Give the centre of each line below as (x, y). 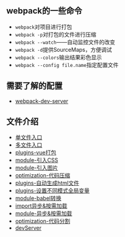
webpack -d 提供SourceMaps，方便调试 (63, 49)
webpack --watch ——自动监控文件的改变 (65, 42)
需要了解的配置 (34, 86)
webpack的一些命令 (44, 11)
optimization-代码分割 (43, 221)
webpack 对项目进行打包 (43, 27)
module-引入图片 (37, 168)
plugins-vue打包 (36, 153)
